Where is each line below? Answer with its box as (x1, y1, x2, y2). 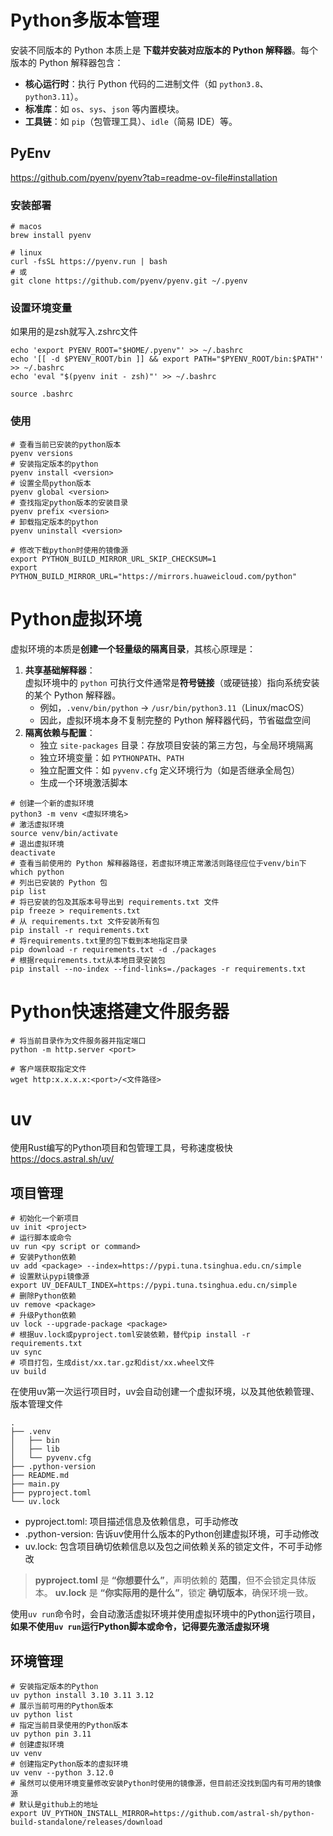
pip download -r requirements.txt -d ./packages (10, 944, 217, 955)
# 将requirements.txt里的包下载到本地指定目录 (10, 936, 188, 946)
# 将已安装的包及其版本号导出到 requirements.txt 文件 (10, 897, 220, 907)
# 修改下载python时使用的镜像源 (10, 545, 129, 555)
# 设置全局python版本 (10, 478, 92, 488)
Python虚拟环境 (10, 607, 142, 630)
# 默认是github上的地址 (10, 1800, 99, 1810)
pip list (10, 886, 47, 896)
